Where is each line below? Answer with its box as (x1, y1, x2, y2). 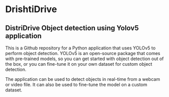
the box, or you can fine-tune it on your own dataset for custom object (5, 61, 152, 67)
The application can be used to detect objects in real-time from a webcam (5, 76, 160, 82)
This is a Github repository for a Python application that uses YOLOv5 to (5, 45, 156, 51)
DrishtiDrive (5, 4, 57, 15)
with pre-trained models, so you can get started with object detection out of (5, 56, 164, 62)
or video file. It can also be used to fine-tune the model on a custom (5, 82, 147, 87)
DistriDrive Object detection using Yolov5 (5, 24, 139, 32)
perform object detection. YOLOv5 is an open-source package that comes (5, 51, 161, 56)
